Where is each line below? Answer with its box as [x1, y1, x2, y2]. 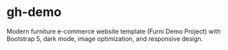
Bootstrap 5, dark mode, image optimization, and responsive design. [6, 34, 204, 42]
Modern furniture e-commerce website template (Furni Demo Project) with [6, 27, 221, 35]
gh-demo [6, 4, 62, 20]
